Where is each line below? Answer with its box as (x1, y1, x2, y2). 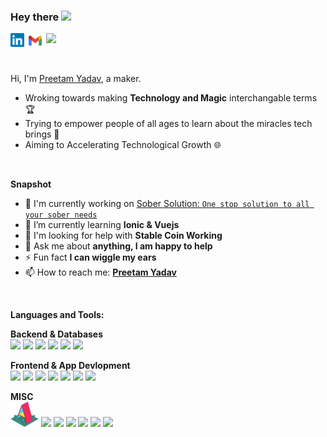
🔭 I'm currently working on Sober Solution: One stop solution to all (24, 198, 310, 210)
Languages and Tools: (10, 309, 105, 321)
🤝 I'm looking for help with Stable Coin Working (24, 230, 223, 242)
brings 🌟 (24, 128, 60, 140)
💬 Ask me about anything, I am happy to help (24, 240, 213, 252)
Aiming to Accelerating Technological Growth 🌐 (24, 139, 222, 151)
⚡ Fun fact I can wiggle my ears (24, 251, 157, 264)
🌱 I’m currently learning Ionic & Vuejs (24, 219, 180, 231)
